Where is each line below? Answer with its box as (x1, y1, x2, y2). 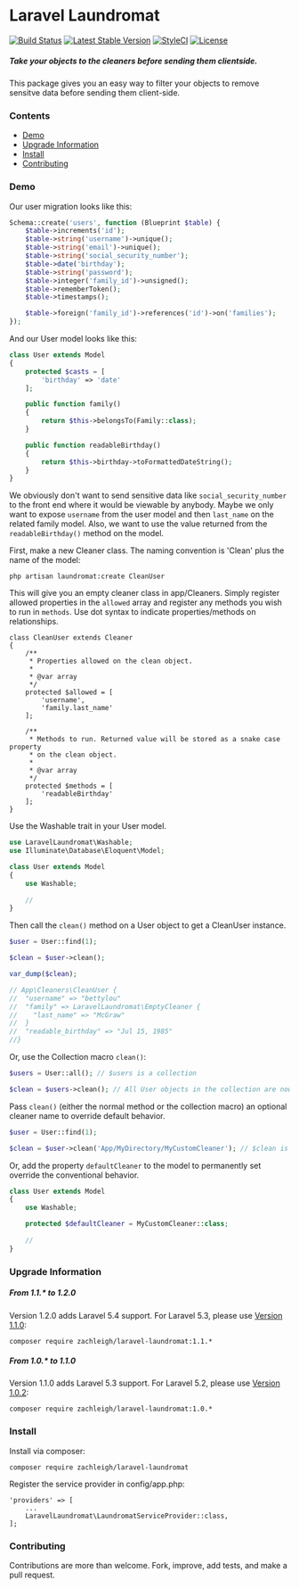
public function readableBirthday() (25, 441, 162, 450)
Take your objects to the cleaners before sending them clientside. (9, 55, 258, 66)
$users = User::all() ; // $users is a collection (9, 1069, 198, 1078)
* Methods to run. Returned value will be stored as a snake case (28, 735, 280, 744)
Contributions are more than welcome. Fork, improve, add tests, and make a (9, 1560, 287, 1571)
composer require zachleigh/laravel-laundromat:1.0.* (9, 1404, 214, 1414)
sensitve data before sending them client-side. (9, 87, 181, 98)
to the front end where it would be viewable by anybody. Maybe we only (9, 500, 274, 510)
